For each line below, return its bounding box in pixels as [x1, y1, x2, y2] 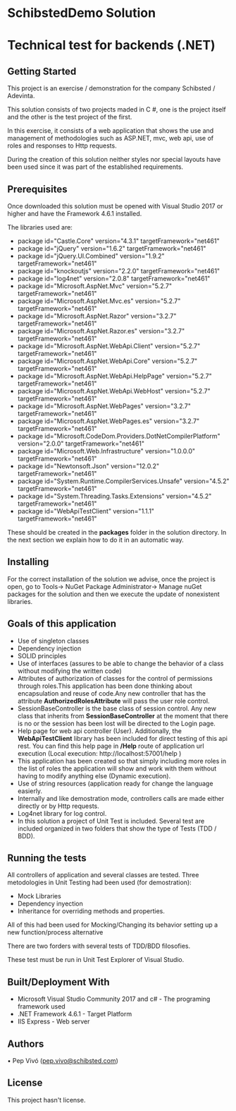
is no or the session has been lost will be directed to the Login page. [17, 719, 216, 727]
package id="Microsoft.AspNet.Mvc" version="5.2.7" [17, 282, 173, 290]
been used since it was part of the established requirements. [7, 162, 184, 171]
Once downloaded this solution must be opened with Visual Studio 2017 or [7, 202, 223, 210]
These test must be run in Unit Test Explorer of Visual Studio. [7, 956, 185, 964]
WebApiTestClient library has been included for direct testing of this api [17, 734, 228, 742]
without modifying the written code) [17, 666, 122, 675]
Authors [7, 1038, 44, 1050]
